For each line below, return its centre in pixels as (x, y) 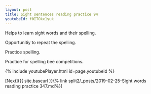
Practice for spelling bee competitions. (44, 62)
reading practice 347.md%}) (34, 86)
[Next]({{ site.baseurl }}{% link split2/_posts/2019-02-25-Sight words (76, 81)
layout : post (19, 10)
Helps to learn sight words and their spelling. (51, 33)
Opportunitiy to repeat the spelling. (41, 43)
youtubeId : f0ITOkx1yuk (30, 19)
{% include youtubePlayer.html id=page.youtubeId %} (60, 71)
